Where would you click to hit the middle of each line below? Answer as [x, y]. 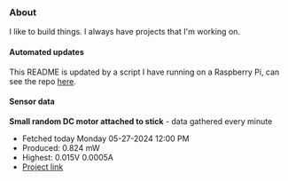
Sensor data [32, 102]
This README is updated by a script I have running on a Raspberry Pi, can [144, 72]
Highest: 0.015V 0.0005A [67, 157]
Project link [43, 167]
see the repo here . [43, 81]
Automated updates [47, 51]
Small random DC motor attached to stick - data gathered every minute [141, 121]
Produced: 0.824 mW [61, 147]
